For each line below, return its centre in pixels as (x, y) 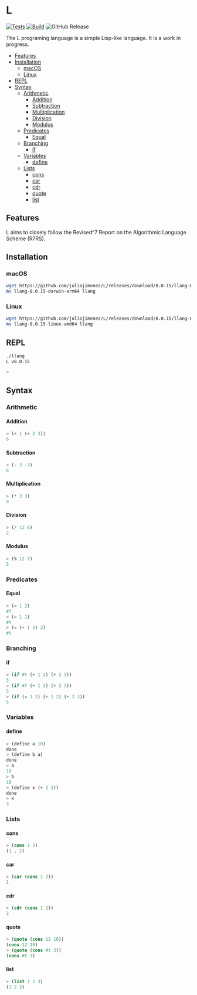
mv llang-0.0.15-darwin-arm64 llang (51, 291)
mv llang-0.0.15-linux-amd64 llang (50, 324)
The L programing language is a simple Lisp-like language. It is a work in (94, 38)
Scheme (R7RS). (26, 238)
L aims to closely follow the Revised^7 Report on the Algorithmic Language (96, 232)
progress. (18, 44)
